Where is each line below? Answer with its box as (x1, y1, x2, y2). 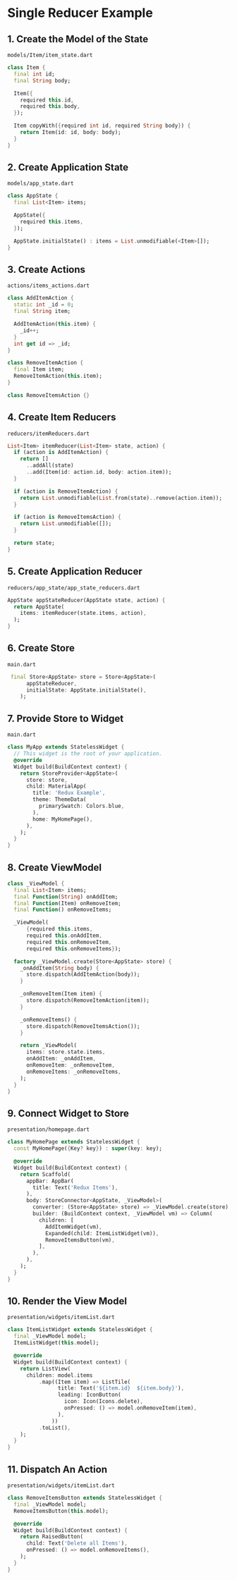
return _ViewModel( (20, 1042, 78, 1049)
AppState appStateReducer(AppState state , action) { (7, 596, 166, 604)
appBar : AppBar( (25, 1177, 74, 1184)
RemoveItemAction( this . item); (13, 372, 102, 380)
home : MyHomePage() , (32, 816, 93, 823)
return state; (13, 539, 55, 547)
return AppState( (13, 603, 65, 611)
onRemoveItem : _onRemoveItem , (25, 1062, 115, 1069)
